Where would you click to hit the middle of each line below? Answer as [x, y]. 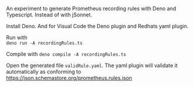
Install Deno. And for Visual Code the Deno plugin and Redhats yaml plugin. [97, 26]
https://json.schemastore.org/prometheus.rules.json [69, 78]
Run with [17, 37]
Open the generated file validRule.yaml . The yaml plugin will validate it [92, 65]
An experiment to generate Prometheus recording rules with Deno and [91, 9]
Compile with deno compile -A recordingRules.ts [66, 54]
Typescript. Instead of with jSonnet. [49, 15]
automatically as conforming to [44, 72]
